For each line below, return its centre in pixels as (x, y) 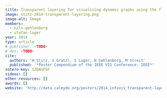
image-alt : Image (23, 19)
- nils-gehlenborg (29, 28)
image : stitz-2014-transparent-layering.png (52, 14)
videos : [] (16, 74)
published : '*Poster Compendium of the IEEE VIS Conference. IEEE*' (82, 65)
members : (14, 24)
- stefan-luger (25, 33)
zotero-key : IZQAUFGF (28, 70)
